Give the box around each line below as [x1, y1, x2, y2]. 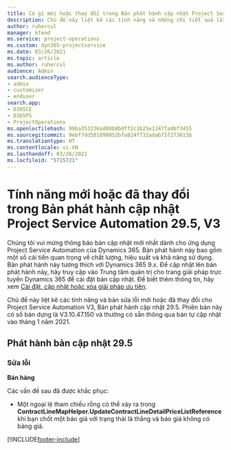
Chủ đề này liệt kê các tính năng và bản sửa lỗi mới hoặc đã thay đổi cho [7, 295, 212, 304]
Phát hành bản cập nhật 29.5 [7, 337, 133, 349]
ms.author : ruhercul [7, 61, 67, 68]
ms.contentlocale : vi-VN [7, 144, 78, 151]
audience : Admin [7, 67, 54, 74]
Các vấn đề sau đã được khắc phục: [7, 387, 109, 395]
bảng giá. [16, 422, 45, 430]
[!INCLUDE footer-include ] [7, 436, 80, 444]
